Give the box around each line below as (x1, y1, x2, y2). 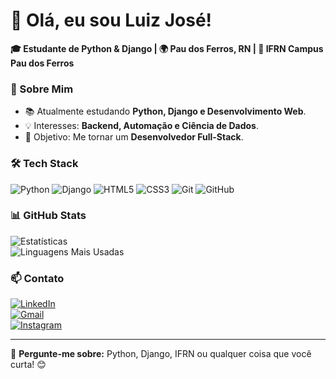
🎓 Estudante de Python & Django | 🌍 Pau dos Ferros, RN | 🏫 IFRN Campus (10, 42, 324, 54)
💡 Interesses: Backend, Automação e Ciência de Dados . (24, 120, 259, 132)
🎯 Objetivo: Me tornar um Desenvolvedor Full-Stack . (24, 131, 244, 143)
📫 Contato (10, 271, 65, 285)
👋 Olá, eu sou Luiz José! (10, 9, 213, 32)
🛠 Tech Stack (10, 157, 79, 171)
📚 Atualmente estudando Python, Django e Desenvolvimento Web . (24, 105, 307, 118)
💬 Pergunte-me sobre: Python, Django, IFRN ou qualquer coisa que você (10, 348, 312, 360)
